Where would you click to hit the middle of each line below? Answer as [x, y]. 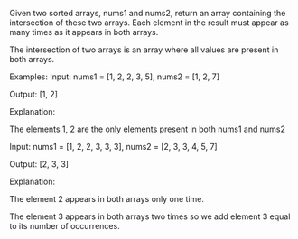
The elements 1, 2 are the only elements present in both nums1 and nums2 [148, 129]
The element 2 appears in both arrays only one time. [107, 199]
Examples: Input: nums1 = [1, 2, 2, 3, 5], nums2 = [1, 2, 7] [114, 77]
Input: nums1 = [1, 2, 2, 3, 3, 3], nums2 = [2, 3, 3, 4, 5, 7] [114, 147]
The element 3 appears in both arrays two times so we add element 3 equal [150, 216]
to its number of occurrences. [65, 226]
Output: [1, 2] [34, 94]
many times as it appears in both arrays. [84, 32]
